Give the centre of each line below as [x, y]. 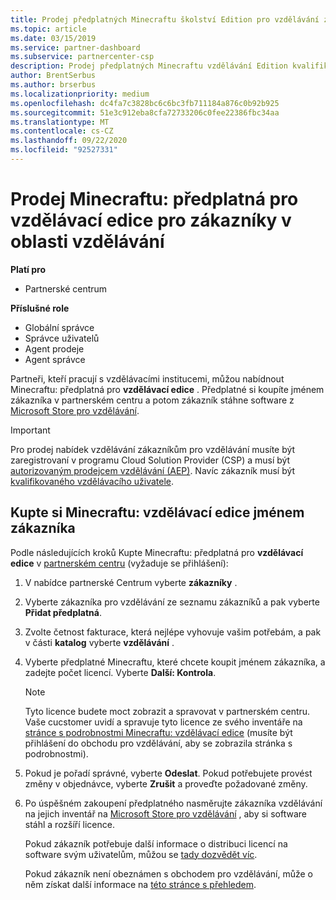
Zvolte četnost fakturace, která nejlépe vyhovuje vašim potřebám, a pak [173, 632]
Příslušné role [40, 308]
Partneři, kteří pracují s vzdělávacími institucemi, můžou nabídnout [147, 378]
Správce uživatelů [62, 338]
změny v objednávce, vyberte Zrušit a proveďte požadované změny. [166, 783]
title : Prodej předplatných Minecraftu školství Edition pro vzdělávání [165, 19]
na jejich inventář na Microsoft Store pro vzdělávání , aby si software [165, 813]
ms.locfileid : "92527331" [64, 150]
